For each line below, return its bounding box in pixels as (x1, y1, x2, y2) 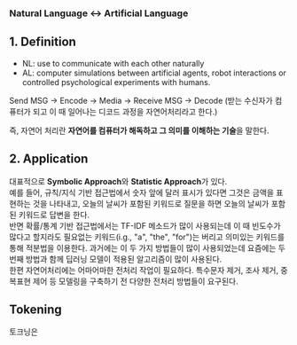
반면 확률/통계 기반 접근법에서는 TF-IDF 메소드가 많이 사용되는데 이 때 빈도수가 (9, 220, 281, 231)
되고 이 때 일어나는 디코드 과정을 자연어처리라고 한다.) (32, 106, 218, 117)
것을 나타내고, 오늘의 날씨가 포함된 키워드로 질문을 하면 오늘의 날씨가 (32, 198, 270, 208)
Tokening (9, 302, 62, 317)
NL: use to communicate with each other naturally (21, 58, 205, 68)
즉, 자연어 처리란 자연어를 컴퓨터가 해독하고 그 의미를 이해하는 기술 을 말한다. (9, 125, 270, 136)
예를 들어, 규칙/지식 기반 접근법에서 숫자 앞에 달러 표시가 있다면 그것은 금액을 (9, 187, 275, 198)
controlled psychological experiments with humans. (21, 76, 211, 87)
